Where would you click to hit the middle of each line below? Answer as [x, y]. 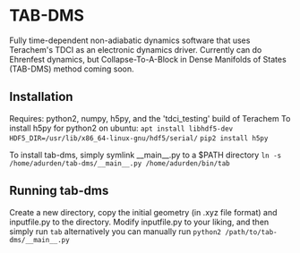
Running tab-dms [59, 191]
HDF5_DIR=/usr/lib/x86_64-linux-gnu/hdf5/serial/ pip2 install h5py [139, 138]
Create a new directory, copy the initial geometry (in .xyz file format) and [143, 212]
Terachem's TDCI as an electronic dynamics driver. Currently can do [136, 49]
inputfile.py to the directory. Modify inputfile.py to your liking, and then [139, 222]
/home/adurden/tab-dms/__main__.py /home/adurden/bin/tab [120, 163]
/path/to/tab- [251, 232]
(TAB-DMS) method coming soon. [72, 69]
